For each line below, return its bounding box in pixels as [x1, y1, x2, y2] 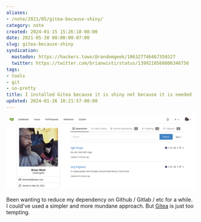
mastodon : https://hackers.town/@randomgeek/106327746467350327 [11, 54, 176, 60]
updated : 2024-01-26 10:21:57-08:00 [6, 98, 98, 104]
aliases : [6, 10, 28, 16]
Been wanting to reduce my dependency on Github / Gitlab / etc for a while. [6, 196, 193, 203]
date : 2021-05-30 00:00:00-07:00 [6, 35, 90, 41]
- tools [6, 72, 26, 79]
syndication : [6, 48, 39, 54]
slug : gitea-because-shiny [6, 41, 74, 47]
